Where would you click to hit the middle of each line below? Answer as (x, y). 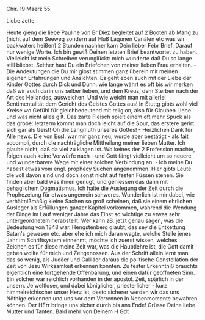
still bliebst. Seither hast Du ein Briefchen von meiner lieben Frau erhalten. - (101, 65)
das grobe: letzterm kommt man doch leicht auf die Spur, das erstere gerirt (100, 123)
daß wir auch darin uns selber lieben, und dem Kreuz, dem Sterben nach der (103, 91)
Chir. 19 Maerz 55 (28, 9)
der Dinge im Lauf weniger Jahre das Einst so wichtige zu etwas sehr (93, 214)
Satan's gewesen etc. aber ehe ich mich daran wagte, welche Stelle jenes (99, 234)
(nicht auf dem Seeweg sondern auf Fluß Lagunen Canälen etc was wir (95, 39)
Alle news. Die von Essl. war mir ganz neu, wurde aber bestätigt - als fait (98, 136)
